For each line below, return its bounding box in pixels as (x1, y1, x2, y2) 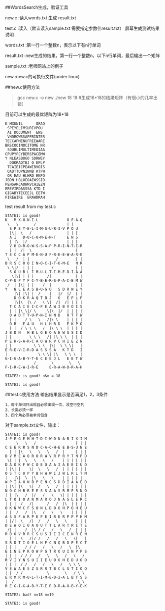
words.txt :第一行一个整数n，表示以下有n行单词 (5, 42, 101, 48)
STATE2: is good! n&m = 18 (5, 373, 61, 378)
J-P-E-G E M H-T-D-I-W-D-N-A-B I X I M (5, 436, 87, 441)
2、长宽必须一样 (5, 407, 33, 412)
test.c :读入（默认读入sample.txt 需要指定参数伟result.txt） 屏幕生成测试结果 (5, 25, 160, 31)
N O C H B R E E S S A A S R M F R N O (5, 488, 87, 493)
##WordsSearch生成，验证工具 (5, 4, 68, 10)
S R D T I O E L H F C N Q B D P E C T (5, 540, 87, 545)
